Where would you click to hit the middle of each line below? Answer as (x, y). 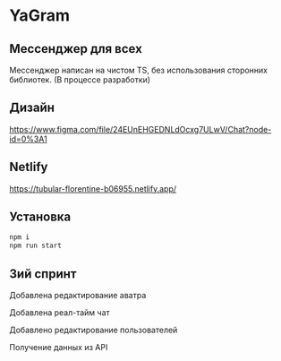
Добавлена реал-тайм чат (60, 313)
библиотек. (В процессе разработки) (80, 80)
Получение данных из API (59, 347)
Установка (40, 217)
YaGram (39, 16)
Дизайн (32, 108)
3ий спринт (43, 274)
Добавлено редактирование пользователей (94, 330)
